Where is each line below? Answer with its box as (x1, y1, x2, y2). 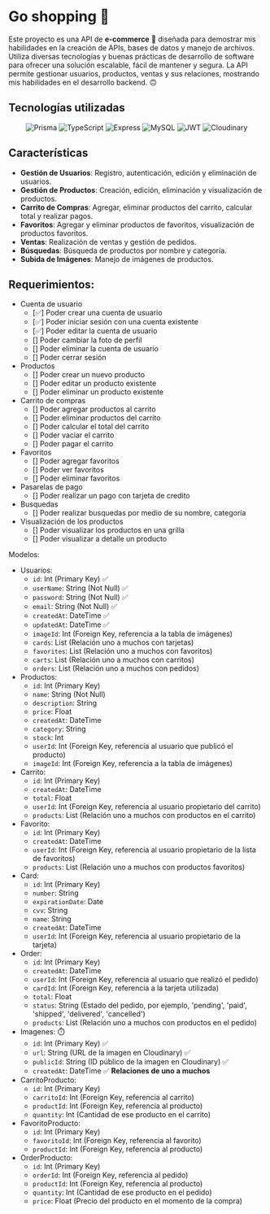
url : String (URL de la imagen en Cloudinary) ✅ (32, 1048, 191, 1058)
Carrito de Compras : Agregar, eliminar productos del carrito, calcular (20, 202, 253, 212)
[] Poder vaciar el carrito (32, 430, 115, 440)
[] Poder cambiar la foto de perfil (32, 335, 142, 345)
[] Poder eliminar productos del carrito (32, 413, 161, 423)
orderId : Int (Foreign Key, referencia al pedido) (32, 1170, 189, 1180)
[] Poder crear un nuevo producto (32, 370, 145, 380)
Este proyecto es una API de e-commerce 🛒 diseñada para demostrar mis (8, 34, 256, 44)
